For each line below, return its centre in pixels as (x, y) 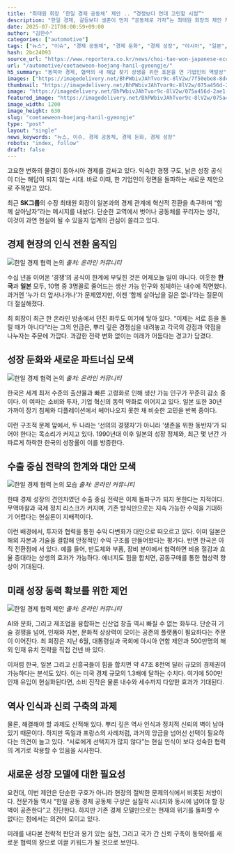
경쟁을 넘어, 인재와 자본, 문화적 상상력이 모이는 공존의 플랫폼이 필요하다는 (114, 633)
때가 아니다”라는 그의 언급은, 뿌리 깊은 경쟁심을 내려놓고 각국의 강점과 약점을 (118, 327)
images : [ (22, 78)
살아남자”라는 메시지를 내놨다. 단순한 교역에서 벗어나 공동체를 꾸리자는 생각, (117, 211)
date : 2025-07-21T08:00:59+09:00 (56, 27)
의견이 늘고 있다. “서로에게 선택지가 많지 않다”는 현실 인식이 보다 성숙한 (116, 742)
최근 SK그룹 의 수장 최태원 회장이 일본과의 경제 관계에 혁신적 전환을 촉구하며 (110, 203)
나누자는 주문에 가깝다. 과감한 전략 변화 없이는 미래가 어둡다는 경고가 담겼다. (110, 335)
